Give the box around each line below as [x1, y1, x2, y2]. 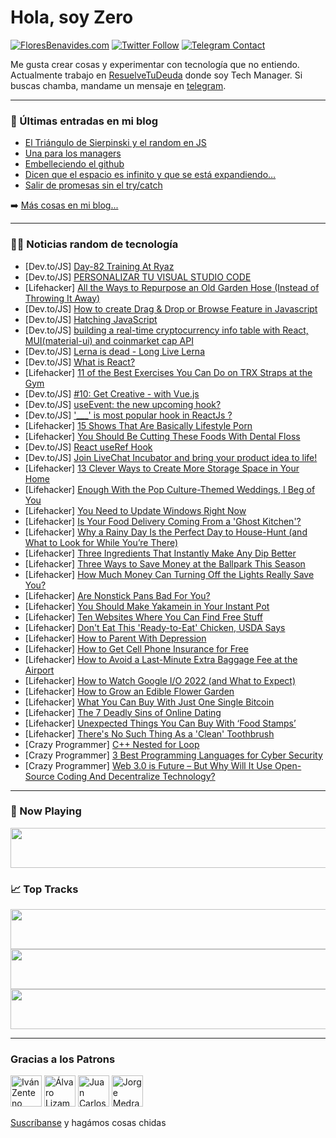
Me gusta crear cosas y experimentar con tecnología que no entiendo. [10, 58, 300, 70]
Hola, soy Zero [10, 6, 134, 29]
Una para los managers [24, 147, 122, 160]
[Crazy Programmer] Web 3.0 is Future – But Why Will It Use [24, 759, 273, 771]
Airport [24, 664, 55, 676]
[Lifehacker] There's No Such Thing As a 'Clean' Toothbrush [24, 727, 275, 740]
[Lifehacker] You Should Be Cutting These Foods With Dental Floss [24, 430, 301, 442]
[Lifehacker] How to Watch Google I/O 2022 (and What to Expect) [24, 674, 297, 686]
